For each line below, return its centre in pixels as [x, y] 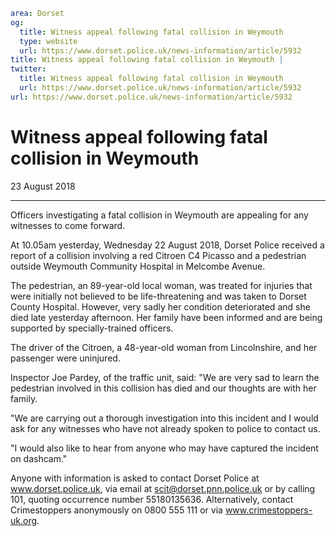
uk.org [24, 520]
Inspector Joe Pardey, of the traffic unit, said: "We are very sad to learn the [165, 377]
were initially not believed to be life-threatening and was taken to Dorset [158, 296]
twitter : [28, 69]
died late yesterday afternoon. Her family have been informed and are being [166, 317]
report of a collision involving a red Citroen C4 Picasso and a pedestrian [158, 255]
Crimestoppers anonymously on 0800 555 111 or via [116, 510]
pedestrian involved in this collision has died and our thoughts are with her [163, 388]
